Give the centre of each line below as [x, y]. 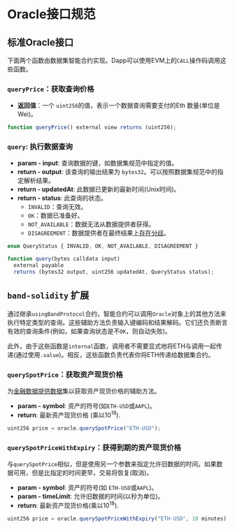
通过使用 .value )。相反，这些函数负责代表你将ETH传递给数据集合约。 [115, 354]
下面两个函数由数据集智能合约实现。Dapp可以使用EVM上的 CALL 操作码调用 [114, 60]
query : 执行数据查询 [40, 147]
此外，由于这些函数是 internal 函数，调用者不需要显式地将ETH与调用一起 [112, 346]
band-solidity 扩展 [48, 295]
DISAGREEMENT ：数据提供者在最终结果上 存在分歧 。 [99, 233]
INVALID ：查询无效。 [57, 207]
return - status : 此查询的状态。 [62, 198]
